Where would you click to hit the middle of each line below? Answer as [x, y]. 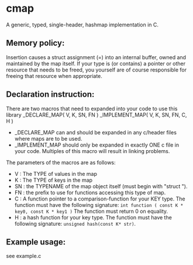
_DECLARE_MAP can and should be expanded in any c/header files [96, 132]
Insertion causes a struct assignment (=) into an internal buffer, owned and [96, 57]
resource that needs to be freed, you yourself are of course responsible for [96, 70]
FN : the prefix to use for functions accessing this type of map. [90, 192]
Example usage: [36, 242]
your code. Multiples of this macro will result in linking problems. [92, 151]
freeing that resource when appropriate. [54, 76]
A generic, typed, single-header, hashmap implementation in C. [82, 25]
